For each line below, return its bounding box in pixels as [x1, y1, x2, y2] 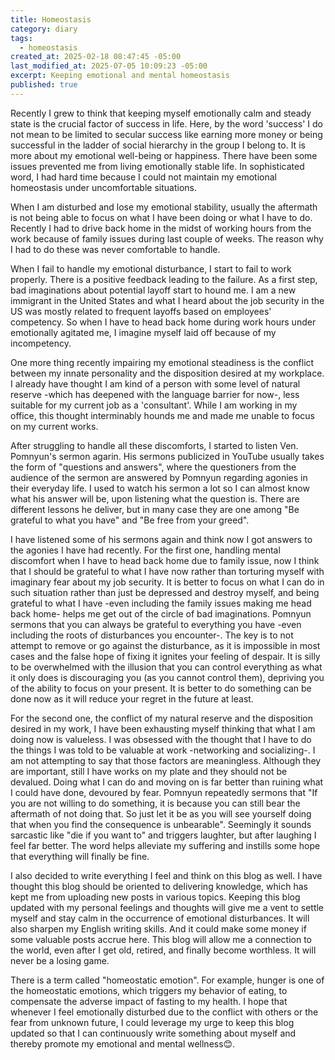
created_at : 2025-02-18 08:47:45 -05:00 [10, 52, 182, 62]
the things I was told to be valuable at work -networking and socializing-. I [10, 744, 316, 756]
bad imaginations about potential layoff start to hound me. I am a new [10, 284, 297, 296]
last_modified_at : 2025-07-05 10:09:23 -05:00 [10, 61, 208, 71]
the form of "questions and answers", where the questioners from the [10, 461, 297, 473]
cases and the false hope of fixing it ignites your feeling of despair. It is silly [10, 650, 321, 662]
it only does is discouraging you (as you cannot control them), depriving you [10, 671, 325, 683]
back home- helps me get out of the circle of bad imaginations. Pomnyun [10, 607, 312, 620]
